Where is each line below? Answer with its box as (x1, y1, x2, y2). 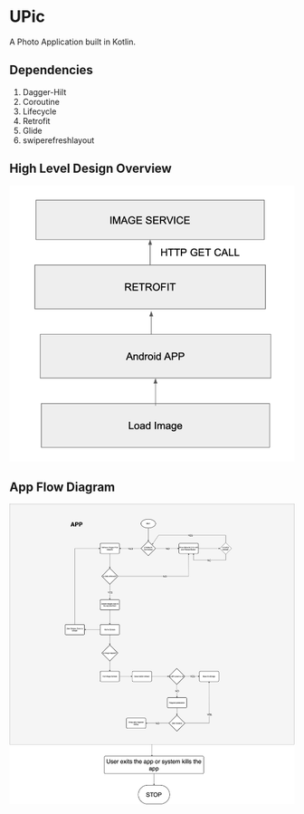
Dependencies (9, 62, 93, 78)
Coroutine (22, 96, 61, 107)
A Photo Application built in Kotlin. (9, 36, 137, 47)
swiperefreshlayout (22, 134, 95, 146)
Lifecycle (22, 106, 57, 117)
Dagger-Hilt (22, 86, 67, 97)
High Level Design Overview (9, 161, 172, 177)
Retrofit (22, 115, 51, 126)
